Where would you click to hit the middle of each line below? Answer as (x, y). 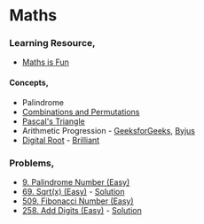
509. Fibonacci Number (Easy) (78, 201)
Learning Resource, (52, 43)
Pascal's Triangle (54, 121)
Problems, (32, 163)
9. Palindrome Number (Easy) (76, 182)
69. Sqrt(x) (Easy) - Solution (73, 191)
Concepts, (29, 83)
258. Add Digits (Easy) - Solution (82, 210)
